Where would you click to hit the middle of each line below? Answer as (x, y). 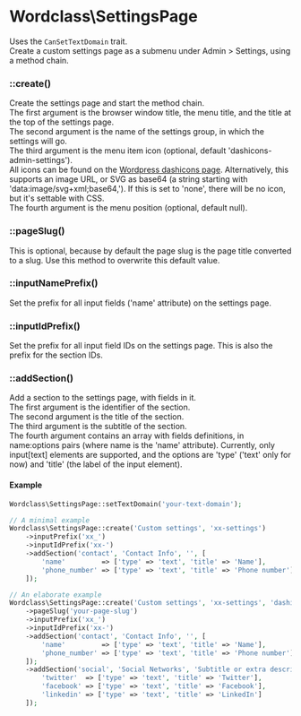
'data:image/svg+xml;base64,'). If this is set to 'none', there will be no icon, (148, 189)
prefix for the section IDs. (56, 355)
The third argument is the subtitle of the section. (98, 427)
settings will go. (38, 142)
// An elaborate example (56, 595)
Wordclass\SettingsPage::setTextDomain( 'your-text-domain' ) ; (126, 504)
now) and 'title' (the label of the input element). (96, 464)
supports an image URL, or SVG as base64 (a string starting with (129, 179)
